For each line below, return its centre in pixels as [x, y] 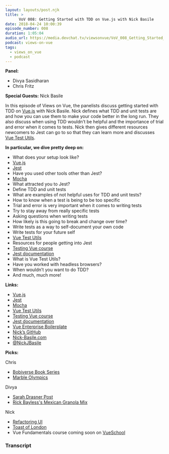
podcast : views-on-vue [29, 43]
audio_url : [17, 38]
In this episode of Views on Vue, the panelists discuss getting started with [82, 106]
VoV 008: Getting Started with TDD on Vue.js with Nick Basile [86, 19]
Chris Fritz [23, 86]
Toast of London [29, 427]
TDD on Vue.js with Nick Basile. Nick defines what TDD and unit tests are [81, 111]
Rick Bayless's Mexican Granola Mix [50, 402]
